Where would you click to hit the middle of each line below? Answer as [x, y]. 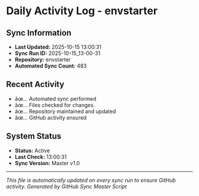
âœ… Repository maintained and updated [65, 111]
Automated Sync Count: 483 [51, 66]
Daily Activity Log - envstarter [82, 11]
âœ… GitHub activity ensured [51, 117]
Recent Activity [35, 84]
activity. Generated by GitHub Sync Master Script [67, 186]
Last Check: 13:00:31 [41, 157]
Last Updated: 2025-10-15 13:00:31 [58, 47]
